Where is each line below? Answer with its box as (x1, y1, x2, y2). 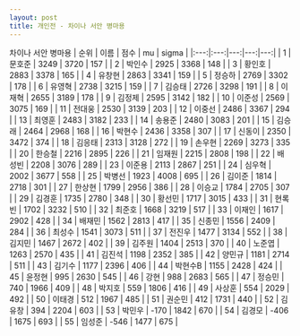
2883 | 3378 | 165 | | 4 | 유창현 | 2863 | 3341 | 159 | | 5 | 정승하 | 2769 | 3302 (9, 69, 288, 81)
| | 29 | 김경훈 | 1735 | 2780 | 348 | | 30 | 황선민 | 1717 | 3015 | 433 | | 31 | (9, 193, 273, 203)
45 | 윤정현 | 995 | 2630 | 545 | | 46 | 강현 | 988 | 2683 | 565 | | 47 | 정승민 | (9, 271, 285, 282)
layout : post (9, 13, 58, 22)
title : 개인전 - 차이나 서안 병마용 (9, 22, 125, 30)
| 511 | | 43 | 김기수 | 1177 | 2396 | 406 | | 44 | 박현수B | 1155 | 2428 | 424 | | (9, 260, 283, 271)
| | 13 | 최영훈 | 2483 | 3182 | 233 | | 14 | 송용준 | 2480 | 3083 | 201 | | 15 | (9, 114, 275, 125)
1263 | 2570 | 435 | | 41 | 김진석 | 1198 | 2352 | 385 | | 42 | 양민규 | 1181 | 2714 (9, 248, 290, 260)
